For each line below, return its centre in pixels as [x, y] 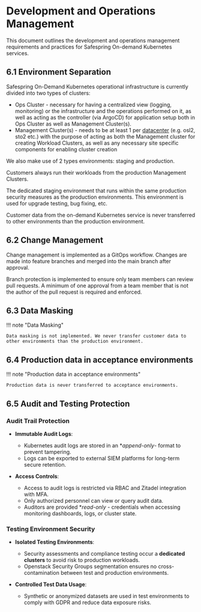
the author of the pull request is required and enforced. [74, 292]
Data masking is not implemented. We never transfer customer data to [96, 336]
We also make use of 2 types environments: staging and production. [91, 161]
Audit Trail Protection [38, 420]
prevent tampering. [47, 452]
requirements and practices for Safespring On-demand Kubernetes [89, 47]
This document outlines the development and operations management [93, 40]
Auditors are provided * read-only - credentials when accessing [102, 507]
